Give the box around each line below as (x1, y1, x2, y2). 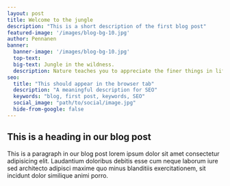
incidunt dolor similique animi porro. (7, 171, 108, 179)
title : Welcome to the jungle (7, 16, 94, 23)
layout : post (7, 10, 44, 17)
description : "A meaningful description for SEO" (13, 86, 157, 93)
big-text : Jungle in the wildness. (13, 61, 115, 68)
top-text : (13, 55, 41, 62)
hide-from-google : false (13, 106, 84, 113)
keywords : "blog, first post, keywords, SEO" (13, 93, 146, 100)
